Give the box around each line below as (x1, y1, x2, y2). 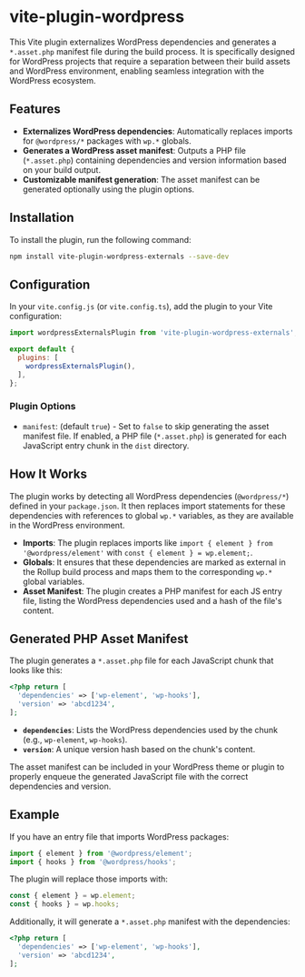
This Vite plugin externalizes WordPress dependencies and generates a (9, 36, 277, 47)
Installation (9, 210, 74, 226)
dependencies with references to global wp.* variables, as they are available (9, 509, 294, 520)
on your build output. (22, 164, 102, 175)
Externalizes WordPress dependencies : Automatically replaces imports (22, 126, 293, 136)
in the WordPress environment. (9, 519, 125, 530)
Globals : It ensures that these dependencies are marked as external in (22, 557, 286, 568)
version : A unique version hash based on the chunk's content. (22, 743, 256, 754)
